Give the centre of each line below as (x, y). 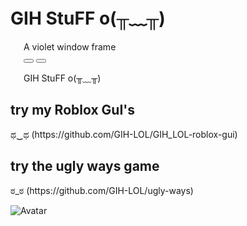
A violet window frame (70, 46)
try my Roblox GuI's (73, 110)
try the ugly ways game (85, 166)
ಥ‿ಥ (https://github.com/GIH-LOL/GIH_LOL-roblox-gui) (124, 134)
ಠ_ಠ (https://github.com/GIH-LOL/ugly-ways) (102, 190)
